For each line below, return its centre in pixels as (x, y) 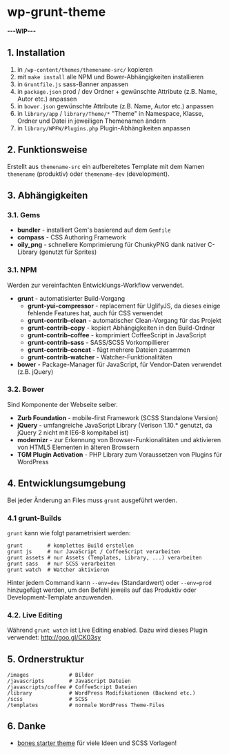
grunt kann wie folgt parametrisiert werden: (69, 533)
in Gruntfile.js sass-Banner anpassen (73, 84)
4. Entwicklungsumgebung (67, 484)
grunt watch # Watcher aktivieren (58, 570)
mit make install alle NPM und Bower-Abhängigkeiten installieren (110, 77)
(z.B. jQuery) (35, 371)
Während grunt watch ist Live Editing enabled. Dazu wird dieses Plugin (108, 630)
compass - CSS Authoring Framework (71, 237)
